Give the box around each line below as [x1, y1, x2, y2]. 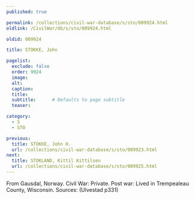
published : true [6, 8, 47, 15]
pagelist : [6, 58, 31, 64]
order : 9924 [11, 69, 42, 75]
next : [6, 152, 20, 158]
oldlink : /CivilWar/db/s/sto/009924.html [6, 25, 112, 31]
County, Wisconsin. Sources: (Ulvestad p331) [6, 186, 119, 193]
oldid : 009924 [6, 36, 42, 42]
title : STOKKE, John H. [11, 141, 71, 147]
